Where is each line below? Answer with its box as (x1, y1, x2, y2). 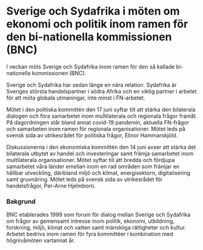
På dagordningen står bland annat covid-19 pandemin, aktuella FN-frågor (6, 118, 190, 126)
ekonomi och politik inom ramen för (6, 17, 188, 31)
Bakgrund (6, 197, 36, 206)
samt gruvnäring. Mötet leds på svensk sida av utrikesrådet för (6, 175, 163, 183)
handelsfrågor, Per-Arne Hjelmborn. (6, 182, 96, 189)
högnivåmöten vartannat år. (6, 237, 75, 244)
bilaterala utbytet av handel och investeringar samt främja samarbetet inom (6, 150, 194, 157)
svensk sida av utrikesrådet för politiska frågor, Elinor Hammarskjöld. (6, 132, 178, 139)
